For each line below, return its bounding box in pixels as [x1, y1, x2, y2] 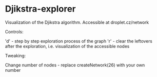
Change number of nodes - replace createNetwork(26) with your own [5, 62, 145, 68]
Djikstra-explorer [5, 3, 76, 15]
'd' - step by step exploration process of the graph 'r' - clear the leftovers [5, 38, 153, 44]
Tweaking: [5, 52, 26, 59]
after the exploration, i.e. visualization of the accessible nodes [5, 43, 130, 49]
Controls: [5, 29, 23, 34]
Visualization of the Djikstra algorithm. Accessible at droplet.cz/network [5, 19, 149, 25]
